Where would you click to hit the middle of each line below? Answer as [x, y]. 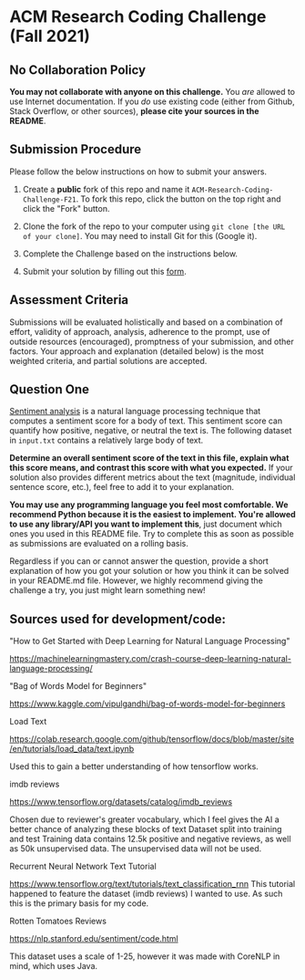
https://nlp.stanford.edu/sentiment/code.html [94, 939]
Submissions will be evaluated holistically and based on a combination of [147, 322]
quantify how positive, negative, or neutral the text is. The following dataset [151, 431]
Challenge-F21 [49, 199]
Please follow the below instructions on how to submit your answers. [138, 172]
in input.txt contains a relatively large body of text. [107, 441]
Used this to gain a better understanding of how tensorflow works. [134, 766]
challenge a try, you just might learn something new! [108, 590]
